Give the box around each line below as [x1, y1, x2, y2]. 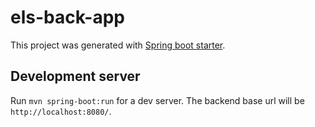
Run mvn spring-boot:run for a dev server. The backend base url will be [10, 94, 305, 106]
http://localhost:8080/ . [10, 105, 112, 117]
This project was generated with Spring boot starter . [10, 39, 226, 51]
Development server [10, 68, 141, 85]
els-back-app [10, 6, 125, 29]
